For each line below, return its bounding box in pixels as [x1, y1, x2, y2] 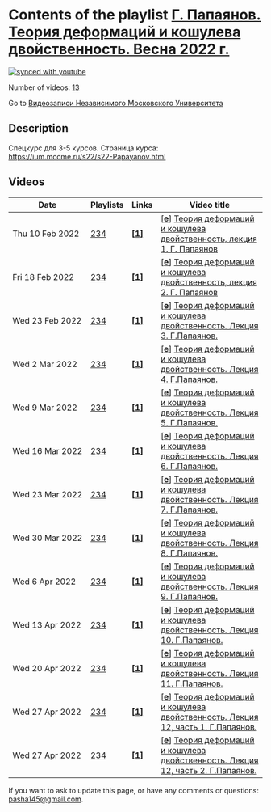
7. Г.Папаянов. [161, 504, 219, 515]
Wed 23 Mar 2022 [12, 488, 83, 500]
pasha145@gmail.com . [8, 794, 84, 804]
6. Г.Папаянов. [161, 460, 219, 472]
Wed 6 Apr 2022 [12, 576, 77, 587]
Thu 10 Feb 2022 [12, 228, 80, 239]
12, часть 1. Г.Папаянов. [161, 721, 257, 733]
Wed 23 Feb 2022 [12, 315, 82, 326]
